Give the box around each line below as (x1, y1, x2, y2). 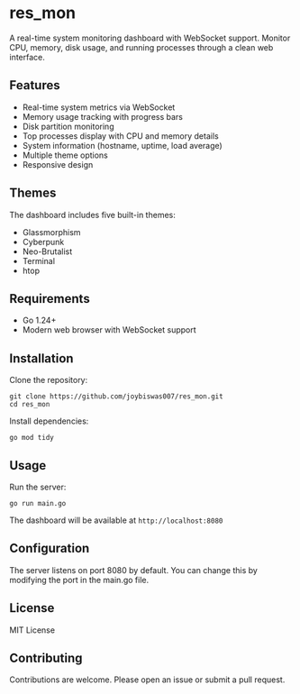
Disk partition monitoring (22, 121, 114, 132)
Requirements (9, 291, 90, 306)
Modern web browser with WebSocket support (22, 324, 196, 335)
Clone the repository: (9, 375, 88, 386)
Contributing (9, 651, 83, 666)
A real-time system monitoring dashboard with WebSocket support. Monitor (9, 32, 291, 43)
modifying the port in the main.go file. (9, 574, 150, 585)
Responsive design (22, 159, 94, 169)
